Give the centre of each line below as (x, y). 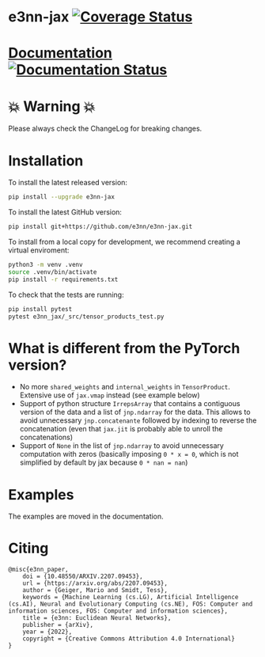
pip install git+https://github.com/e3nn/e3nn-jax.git (100, 227)
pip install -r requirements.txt (63, 279)
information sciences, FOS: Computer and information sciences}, (118, 611)
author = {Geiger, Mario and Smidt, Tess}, (95, 591)
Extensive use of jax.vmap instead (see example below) (110, 395)
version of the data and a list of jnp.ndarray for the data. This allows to (135, 412)
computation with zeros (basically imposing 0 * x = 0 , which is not (129, 454)
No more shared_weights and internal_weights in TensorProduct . (125, 387)
